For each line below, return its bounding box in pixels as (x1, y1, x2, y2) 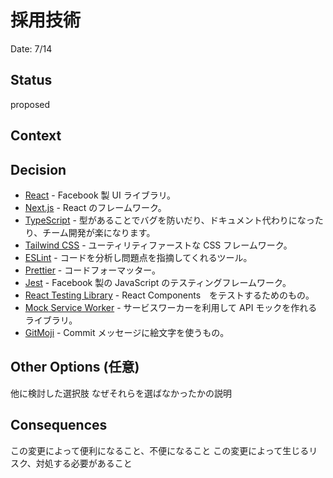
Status (10, 72, 53, 89)
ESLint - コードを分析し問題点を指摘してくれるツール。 (24, 251, 253, 263)
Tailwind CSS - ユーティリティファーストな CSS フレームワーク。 (24, 239, 293, 251)
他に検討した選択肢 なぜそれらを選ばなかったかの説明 (10, 387, 232, 399)
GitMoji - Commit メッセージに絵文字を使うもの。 (24, 326, 230, 338)
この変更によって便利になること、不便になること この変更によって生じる (10, 444, 310, 456)
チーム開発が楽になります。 (42, 226, 156, 238)
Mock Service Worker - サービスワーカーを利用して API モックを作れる (24, 301, 318, 313)
